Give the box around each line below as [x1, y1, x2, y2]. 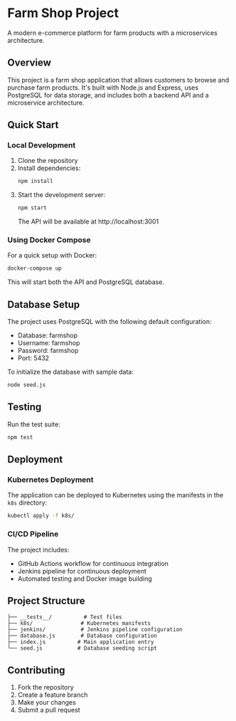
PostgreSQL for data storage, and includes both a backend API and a [7, 90, 210, 99]
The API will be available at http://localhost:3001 [17, 217, 159, 226]
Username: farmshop [17, 339, 80, 347]
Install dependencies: [17, 164, 81, 172]
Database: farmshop [17, 331, 78, 340]
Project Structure [7, 594, 85, 606]
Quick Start [7, 119, 59, 131]
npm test [7, 433, 33, 441]
